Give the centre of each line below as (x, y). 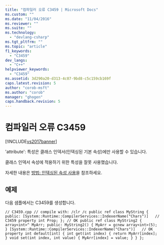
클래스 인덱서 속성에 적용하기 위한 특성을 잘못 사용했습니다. (62, 162)
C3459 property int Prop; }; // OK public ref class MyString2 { (73, 220)
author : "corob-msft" (27, 88)
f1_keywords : (18, 51)
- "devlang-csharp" (30, 38)
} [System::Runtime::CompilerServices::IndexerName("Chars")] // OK (79, 229)
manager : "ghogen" (24, 97)
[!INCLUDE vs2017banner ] (31, 142)
